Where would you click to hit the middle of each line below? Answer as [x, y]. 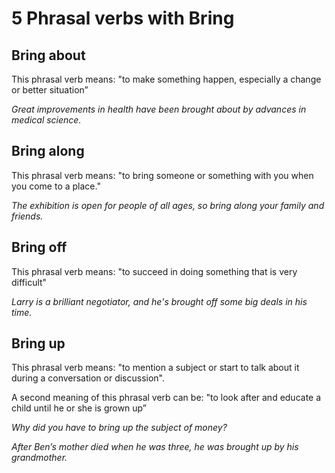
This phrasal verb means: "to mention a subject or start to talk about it [155, 368]
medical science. [46, 120]
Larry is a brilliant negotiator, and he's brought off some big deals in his [159, 301]
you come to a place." [56, 186]
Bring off [39, 247]
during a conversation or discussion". [88, 378]
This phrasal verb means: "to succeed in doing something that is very [154, 271]
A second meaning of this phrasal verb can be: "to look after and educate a [166, 398]
